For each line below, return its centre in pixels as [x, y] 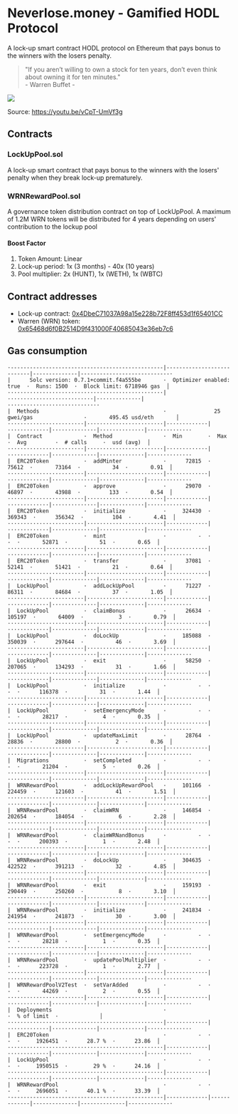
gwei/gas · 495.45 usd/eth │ [93, 417]
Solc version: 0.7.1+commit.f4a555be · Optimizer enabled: [130, 380]
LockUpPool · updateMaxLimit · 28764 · [114, 736]
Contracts [30, 134]
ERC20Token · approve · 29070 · [114, 486]
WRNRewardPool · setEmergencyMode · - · [114, 935]
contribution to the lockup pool [53, 227]
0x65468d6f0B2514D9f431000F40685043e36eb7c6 [96, 329]
